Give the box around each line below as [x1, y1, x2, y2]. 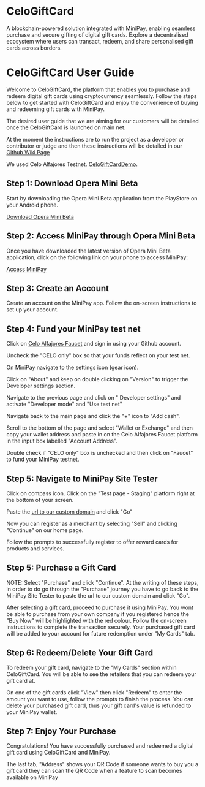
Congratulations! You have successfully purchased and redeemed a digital [6, 742, 194, 750]
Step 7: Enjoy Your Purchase [6, 726, 116, 736]
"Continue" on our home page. [6, 526, 84, 534]
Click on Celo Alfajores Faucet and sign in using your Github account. [6, 340, 182, 348]
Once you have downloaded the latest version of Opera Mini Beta [6, 247, 171, 254]
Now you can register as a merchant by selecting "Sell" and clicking [6, 520, 177, 527]
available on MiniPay [6, 774, 58, 781]
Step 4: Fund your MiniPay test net [6, 324, 141, 334]
